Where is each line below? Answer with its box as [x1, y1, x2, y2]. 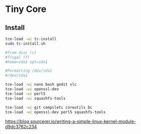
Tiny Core [5, 3, 47, 15]
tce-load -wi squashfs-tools [5, 96, 66, 101]
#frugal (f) [5, 55, 30, 60]
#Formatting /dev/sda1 [5, 68, 52, 73]
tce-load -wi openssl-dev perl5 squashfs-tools [5, 110, 106, 115]
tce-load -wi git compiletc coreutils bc [5, 105, 93, 110]
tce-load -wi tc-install [5, 36, 57, 41]
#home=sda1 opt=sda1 [5, 59, 48, 64]
